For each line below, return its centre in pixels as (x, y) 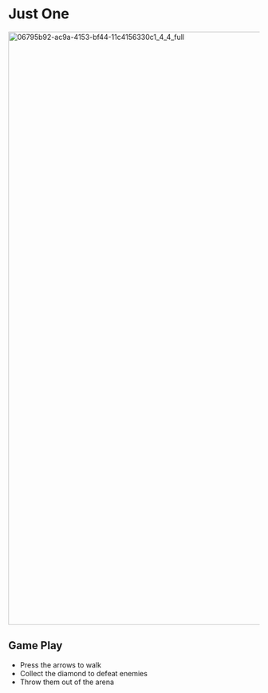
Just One (39, 14)
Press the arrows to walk (61, 665)
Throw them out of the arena (67, 682)
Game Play (35, 646)
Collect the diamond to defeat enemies (83, 673)
